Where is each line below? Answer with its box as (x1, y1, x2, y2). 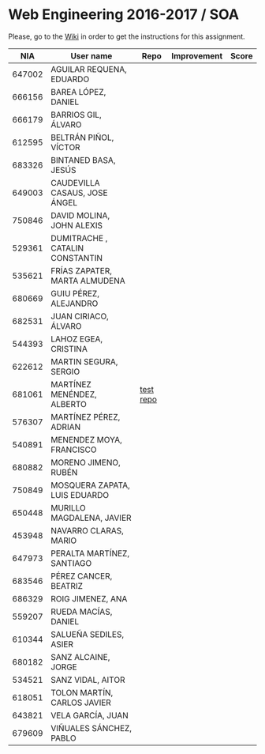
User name (70, 50, 113, 61)
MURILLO (50, 502, 87, 513)
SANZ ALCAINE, (50, 651, 110, 662)
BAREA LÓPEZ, (50, 86, 106, 97)
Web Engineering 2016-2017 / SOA (8, 6, 239, 24)
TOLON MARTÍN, (50, 687, 114, 698)
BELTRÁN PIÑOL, (50, 132, 114, 143)
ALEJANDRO (50, 298, 99, 309)
